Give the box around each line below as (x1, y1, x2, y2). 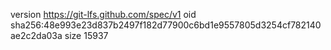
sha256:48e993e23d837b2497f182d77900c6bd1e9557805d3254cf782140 (10, 19, 322, 31)
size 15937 (64, 30, 109, 41)
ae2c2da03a (10, 30, 63, 41)
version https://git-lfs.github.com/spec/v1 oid (10, 9, 197, 20)
